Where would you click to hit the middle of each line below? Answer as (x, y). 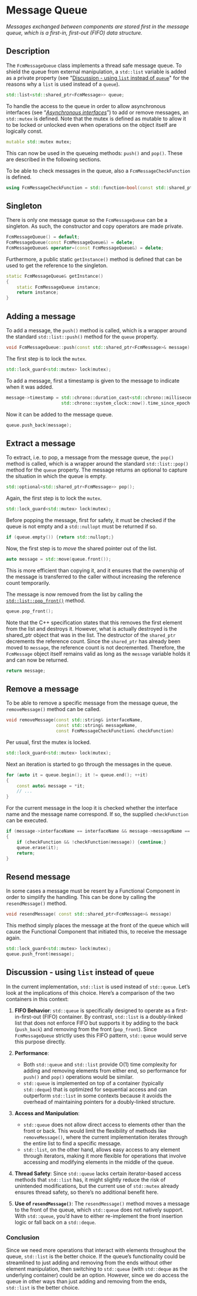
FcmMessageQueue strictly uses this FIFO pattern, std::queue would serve (101, 1035)
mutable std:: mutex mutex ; (39, 142)
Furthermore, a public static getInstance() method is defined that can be (94, 259)
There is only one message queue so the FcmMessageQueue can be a (87, 220)
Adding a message (41, 316)
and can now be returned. (37, 660)
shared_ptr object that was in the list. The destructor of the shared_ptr (91, 635)
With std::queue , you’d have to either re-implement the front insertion (98, 1216)
